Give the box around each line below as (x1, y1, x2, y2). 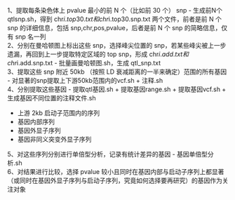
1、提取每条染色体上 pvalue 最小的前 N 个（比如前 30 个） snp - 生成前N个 (7, 6, 223, 14)
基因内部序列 (17, 118, 55, 126)
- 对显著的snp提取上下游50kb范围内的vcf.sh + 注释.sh (7, 76, 163, 84)
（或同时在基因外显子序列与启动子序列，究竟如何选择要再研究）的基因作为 (7, 176, 222, 185)
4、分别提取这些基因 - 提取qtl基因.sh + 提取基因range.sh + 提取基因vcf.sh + (7, 85, 227, 93)
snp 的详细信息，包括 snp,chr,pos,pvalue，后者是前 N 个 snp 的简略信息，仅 (7, 24, 228, 32)
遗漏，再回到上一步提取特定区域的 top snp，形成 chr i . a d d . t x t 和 (7, 50, 189, 58)
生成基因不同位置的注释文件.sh (7, 94, 96, 102)
